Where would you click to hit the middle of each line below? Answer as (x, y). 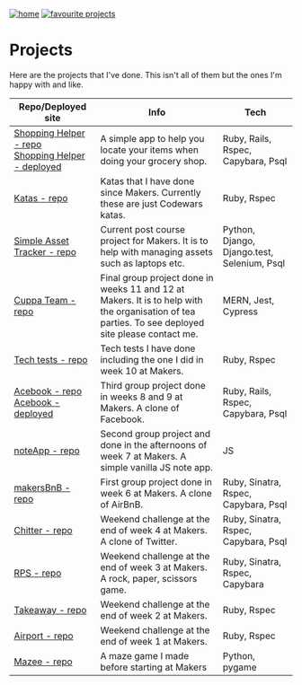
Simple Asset (41, 241)
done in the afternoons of (154, 444)
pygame (240, 667)
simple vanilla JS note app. (156, 467)
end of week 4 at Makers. (154, 530)
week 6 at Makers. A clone (156, 493)
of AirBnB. (122, 505)
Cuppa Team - (45, 300)
